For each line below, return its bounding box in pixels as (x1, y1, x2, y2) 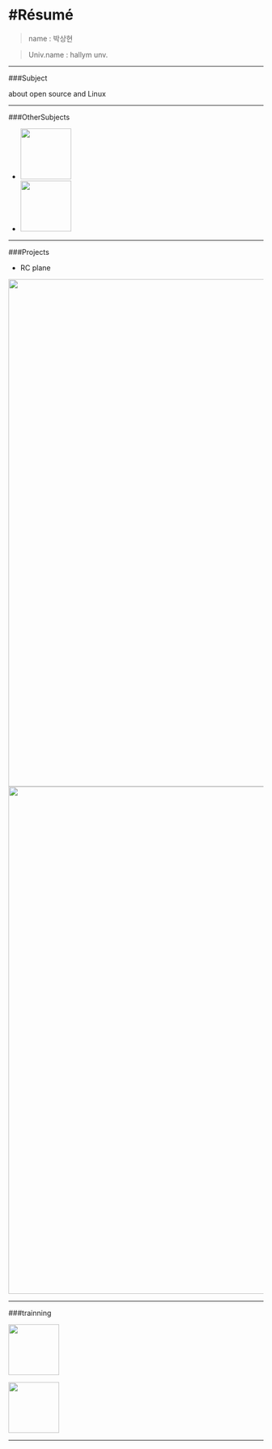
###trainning (8, 1308, 52, 1317)
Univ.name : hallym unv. (28, 50, 108, 59)
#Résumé (8, 6, 74, 24)
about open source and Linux (8, 88, 107, 98)
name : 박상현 (28, 33, 73, 43)
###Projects (8, 247, 50, 257)
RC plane (19, 262, 51, 273)
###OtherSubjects (8, 112, 70, 122)
